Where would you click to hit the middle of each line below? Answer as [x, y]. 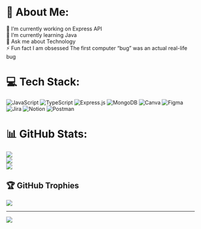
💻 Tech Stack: [43, 82]
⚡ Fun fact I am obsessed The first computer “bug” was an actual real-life [97, 48]
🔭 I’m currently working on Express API [54, 29]
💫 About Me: [38, 12]
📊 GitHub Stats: [47, 134]
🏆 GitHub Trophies [43, 186]
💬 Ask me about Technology [41, 41]
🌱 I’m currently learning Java [42, 35]
